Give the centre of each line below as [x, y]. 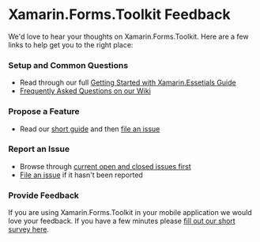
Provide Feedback [43, 195]
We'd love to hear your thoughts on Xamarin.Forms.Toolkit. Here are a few [128, 36]
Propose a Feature [44, 112]
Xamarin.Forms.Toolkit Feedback [119, 15]
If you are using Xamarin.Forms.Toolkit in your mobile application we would [130, 213]
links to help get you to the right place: [71, 44]
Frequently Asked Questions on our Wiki [85, 91]
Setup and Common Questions [68, 65]
